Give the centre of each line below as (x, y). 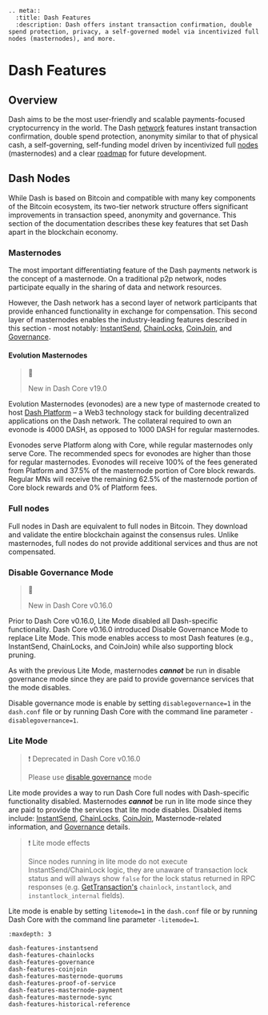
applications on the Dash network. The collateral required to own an (120, 421)
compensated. (32, 552)
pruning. (22, 655)
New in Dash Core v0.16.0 (70, 605)
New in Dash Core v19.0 (67, 389)
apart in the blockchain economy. (63, 232)
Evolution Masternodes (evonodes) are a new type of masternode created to (134, 404)
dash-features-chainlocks (51, 956)
